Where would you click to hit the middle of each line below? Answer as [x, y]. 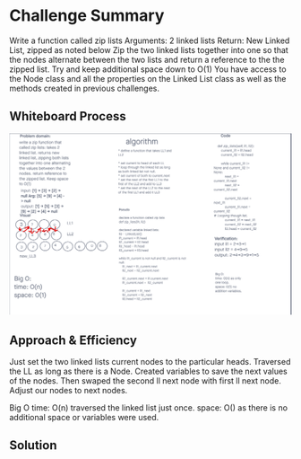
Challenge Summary [87, 16]
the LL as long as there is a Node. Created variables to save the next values [149, 371]
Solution [33, 446]
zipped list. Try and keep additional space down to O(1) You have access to [148, 69]
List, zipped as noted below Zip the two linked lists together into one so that [149, 49]
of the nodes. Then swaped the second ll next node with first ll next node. [146, 380]
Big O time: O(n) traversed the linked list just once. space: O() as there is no [149, 407]
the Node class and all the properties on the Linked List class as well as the [148, 78]
